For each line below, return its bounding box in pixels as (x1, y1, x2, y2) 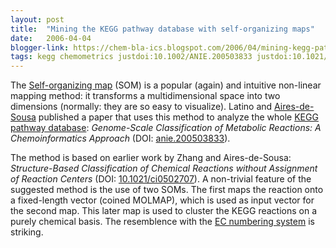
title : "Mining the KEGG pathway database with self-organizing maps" (10, 24, 315, 34)
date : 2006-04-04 (10, 33, 92, 43)
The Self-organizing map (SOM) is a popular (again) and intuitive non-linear (10, 79, 322, 91)
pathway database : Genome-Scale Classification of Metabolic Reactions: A (10, 122, 322, 134)
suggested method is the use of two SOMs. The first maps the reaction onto (10, 184, 324, 196)
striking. (10, 226, 44, 238)
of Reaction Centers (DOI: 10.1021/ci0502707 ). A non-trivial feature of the (10, 173, 312, 185)
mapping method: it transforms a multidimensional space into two (10, 90, 281, 102)
